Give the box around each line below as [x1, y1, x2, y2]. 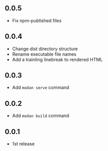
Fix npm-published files [12, 17, 62, 23]
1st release [12, 141, 35, 147]
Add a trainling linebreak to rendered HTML [12, 56, 103, 62]
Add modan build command [12, 112, 69, 119]
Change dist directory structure [12, 46, 78, 52]
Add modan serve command [12, 85, 69, 91]
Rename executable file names [12, 51, 77, 57]
